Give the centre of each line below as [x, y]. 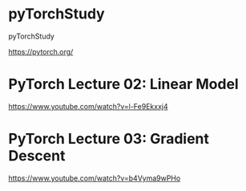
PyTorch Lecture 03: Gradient [109, 139]
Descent [37, 156]
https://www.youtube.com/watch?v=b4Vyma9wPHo [95, 178]
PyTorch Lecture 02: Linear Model [123, 84]
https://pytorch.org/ [41, 51]
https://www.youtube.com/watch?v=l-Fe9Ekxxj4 [88, 106]
